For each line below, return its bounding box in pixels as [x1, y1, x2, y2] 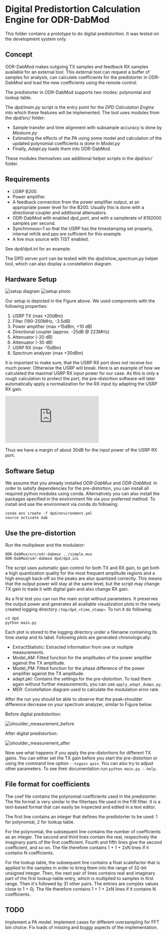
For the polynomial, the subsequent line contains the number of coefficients [5, 828, 161, 834]
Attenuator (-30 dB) [12, 339, 53, 345]
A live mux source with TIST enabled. [12, 236, 89, 242]
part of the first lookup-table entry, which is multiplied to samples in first [5, 875, 154, 881]
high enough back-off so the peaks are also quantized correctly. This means [5, 575, 162, 581]
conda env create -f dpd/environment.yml [5, 511, 93, 516]
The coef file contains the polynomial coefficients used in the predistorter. [5, 793, 157, 799]
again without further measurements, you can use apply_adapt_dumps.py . [12, 681, 162, 687]
